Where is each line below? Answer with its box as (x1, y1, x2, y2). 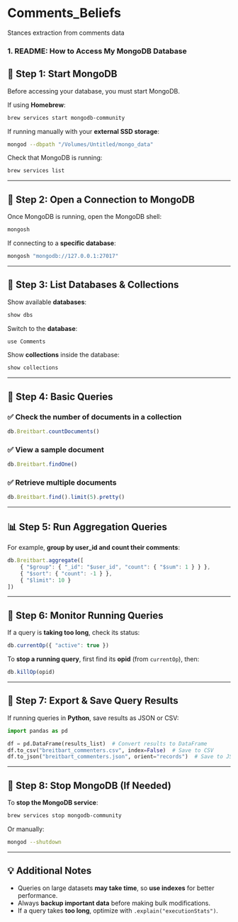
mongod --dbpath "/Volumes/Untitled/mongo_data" (7, 140, 154, 148)
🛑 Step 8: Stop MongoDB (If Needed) (7, 780, 171, 792)
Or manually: (7, 824, 45, 833)
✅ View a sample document (7, 444, 105, 454)
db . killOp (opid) (7, 668, 55, 676)
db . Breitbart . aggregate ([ (7, 557, 84, 564)
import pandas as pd (7, 727, 69, 734)
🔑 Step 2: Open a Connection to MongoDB (7, 193, 195, 206)
